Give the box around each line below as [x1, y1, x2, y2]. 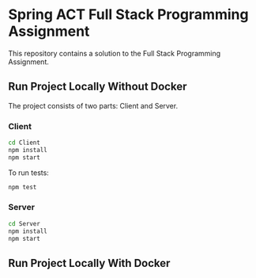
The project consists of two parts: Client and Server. [8, 101, 179, 110]
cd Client [8, 139, 41, 147]
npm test [8, 183, 37, 191]
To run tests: [8, 168, 49, 177]
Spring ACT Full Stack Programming [8, 6, 249, 24]
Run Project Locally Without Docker [8, 80, 187, 93]
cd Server [8, 219, 41, 227]
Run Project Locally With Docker [8, 256, 171, 270]
